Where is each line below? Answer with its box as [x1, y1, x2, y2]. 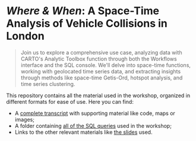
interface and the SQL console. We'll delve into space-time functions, [20, 61, 191, 69]
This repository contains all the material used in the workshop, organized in [6, 92, 191, 99]
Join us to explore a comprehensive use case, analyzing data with [20, 49, 182, 56]
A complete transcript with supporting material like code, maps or [14, 110, 175, 117]
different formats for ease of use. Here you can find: [6, 98, 134, 105]
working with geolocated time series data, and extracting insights [20, 68, 181, 75]
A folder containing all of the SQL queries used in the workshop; [14, 122, 172, 129]
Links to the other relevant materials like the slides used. [14, 129, 153, 136]
